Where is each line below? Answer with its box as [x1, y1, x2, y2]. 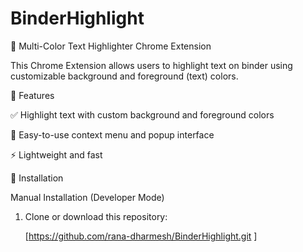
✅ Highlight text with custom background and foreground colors [10, 108, 275, 121]
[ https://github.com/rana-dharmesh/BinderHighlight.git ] [24, 230, 258, 242]
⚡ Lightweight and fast [10, 148, 103, 161]
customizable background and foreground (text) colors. [10, 70, 239, 82]
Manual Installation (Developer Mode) [10, 191, 165, 203]
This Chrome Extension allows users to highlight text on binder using [10, 59, 293, 71]
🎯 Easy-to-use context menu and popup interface [10, 128, 215, 141]
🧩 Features [10, 89, 55, 101]
